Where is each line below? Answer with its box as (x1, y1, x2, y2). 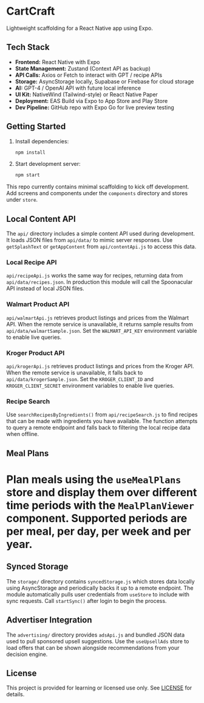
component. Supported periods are (6, 511, 188, 525)
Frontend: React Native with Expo (15, 58, 100, 65)
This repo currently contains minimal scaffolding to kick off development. (6, 183, 189, 190)
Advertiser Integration (6, 615, 92, 626)
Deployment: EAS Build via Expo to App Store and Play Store (15, 97, 168, 104)
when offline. (6, 430, 39, 438)
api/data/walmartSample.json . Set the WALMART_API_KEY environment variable (6, 327, 197, 334)
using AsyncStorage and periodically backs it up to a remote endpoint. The (6, 584, 194, 591)
